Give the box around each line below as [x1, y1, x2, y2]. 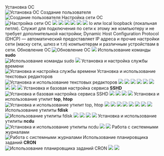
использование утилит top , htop [5, 96, 73, 102]
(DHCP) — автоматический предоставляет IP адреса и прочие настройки [5, 36, 160, 42]
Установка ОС [5, 4, 34, 10]
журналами [5, 129, 29, 135]
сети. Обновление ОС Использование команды [5, 47, 151, 53]
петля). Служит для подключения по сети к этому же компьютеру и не [5, 25, 155, 31]
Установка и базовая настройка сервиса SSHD [23, 85, 122, 91]
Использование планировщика [82, 134, 148, 140]
